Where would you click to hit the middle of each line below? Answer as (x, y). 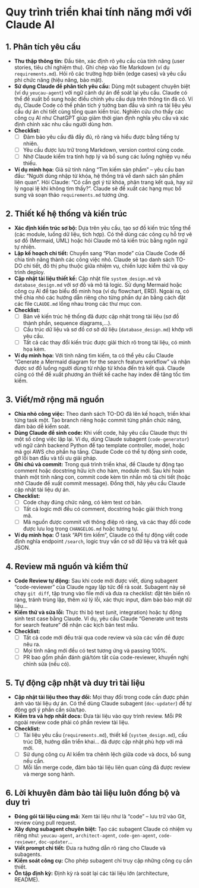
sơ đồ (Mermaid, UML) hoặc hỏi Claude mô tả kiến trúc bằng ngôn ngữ (101, 241)
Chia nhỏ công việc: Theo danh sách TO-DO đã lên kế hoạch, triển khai (102, 414)
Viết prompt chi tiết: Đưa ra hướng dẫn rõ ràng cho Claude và (90, 848)
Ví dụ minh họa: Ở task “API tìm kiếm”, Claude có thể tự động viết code (101, 535)
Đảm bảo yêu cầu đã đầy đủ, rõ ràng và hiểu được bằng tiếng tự (101, 137)
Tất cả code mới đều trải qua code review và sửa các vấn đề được (104, 638)
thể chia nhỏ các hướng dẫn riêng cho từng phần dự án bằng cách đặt (100, 297)
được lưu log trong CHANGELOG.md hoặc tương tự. (81, 529)
